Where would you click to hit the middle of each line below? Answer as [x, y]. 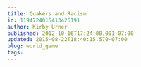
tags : [15, 53]
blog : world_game [33, 46]
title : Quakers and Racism [47, 14]
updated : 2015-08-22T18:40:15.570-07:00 [68, 40]
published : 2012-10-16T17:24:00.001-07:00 [70, 33]
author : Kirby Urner [38, 27]
